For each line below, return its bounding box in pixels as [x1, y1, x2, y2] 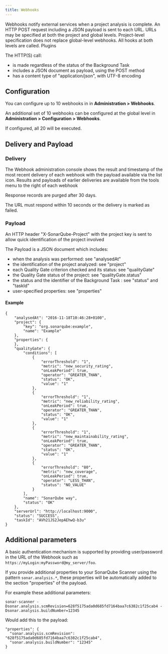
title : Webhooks [5, 7, 39, 13]
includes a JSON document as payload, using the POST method [12, 67, 145, 73]
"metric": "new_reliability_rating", [41, 399, 120, 404]
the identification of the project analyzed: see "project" [12, 261, 126, 267]
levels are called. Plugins [5, 42, 57, 48]
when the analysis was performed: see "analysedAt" [12, 256, 121, 262]
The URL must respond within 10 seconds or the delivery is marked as [5, 202, 150, 208]
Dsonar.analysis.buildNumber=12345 [5, 608, 80, 613]
